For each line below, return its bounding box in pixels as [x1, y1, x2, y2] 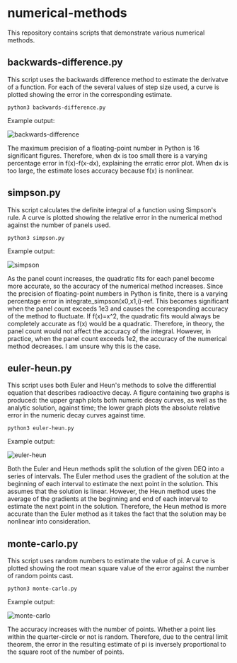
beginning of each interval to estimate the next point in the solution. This [7, 480, 219, 488]
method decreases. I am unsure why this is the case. [7, 342, 161, 350]
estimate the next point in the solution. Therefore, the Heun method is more [7, 502, 227, 511]
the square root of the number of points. [7, 647, 125, 656]
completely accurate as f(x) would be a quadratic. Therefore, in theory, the [7, 319, 225, 328]
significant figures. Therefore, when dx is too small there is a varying [7, 151, 207, 160]
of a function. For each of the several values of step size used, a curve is [7, 83, 219, 91]
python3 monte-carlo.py [7, 585, 78, 592]
